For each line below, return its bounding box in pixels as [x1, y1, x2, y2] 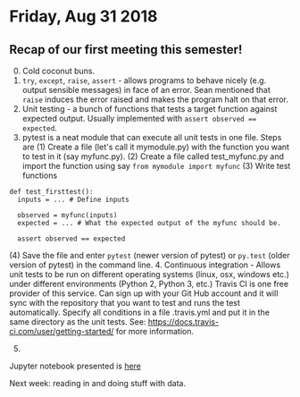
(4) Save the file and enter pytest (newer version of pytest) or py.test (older [9, 250, 290, 260]
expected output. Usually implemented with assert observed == [21, 114, 257, 123]
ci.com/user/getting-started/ [9, 326, 114, 336]
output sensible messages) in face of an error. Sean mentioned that [21, 85, 271, 95]
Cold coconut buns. [21, 65, 96, 76]
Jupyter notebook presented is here [9, 360, 141, 371]
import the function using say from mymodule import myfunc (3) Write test [21, 161, 291, 171]
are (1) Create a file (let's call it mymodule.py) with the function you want [21, 141, 290, 152]
